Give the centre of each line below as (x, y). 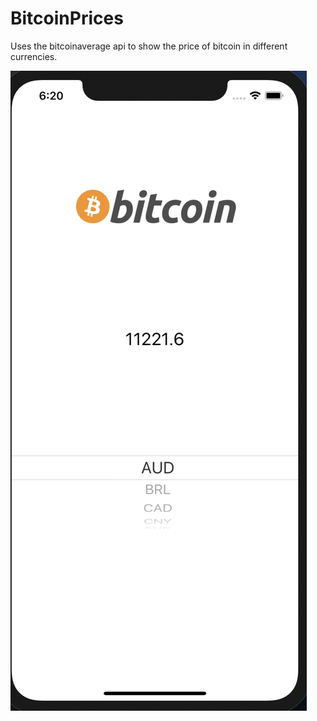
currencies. (34, 56)
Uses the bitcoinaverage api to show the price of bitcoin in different (149, 46)
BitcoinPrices (67, 18)
